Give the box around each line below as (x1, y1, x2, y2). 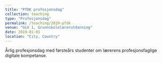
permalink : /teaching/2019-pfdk (5, 20, 71, 26)
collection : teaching (5, 12, 49, 16)
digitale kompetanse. (5, 52, 47, 58)
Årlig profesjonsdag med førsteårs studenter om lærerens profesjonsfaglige (5, 47, 157, 53)
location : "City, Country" (5, 34, 60, 39)
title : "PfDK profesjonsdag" (5, 7, 64, 12)
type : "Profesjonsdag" (5, 16, 51, 21)
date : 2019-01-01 (5, 30, 40, 34)
